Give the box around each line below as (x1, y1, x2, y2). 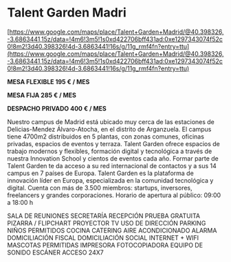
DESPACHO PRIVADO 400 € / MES (7, 104, 107, 112)
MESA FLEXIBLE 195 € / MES (7, 77, 90, 85)
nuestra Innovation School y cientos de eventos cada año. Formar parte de (7, 154, 219, 163)
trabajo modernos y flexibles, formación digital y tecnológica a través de (7, 147, 212, 155)
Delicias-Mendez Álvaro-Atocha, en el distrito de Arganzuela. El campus (7, 125, 212, 133)
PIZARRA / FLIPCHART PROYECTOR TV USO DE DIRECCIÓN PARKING (7, 219, 206, 227)
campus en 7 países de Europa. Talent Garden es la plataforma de (7, 169, 194, 177)
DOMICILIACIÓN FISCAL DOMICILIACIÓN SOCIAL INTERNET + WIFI (7, 233, 199, 242)
